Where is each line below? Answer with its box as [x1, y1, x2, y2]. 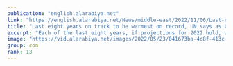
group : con [7, 42, 39, 49]
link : [7, 16, 23, 23]
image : [7, 36, 26, 43]
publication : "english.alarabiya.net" [7, 10, 119, 17]
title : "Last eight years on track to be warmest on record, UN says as [7, 23, 222, 30]
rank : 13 [7, 49, 33, 56]
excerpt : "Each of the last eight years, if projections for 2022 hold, [7, 29, 222, 36]
